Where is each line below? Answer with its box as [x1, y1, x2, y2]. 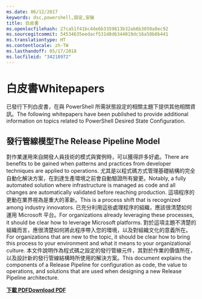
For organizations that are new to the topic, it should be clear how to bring [6, 233, 191, 240]
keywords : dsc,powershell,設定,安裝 [6, 14, 95, 21]
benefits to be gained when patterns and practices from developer [6, 160, 172, 167]
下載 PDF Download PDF [6, 286, 66, 294]
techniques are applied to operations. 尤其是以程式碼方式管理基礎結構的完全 [6, 167, 196, 175]
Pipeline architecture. [6, 274, 59, 281]
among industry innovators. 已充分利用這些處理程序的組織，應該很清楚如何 [6, 204, 192, 211]
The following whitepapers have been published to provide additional [17, 110, 189, 118]
